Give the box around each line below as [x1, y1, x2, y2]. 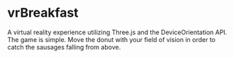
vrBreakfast [7, 5, 79, 21]
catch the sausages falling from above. [7, 43, 121, 51]
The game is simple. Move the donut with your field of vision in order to [7, 35, 216, 43]
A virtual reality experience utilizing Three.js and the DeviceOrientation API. [7, 28, 228, 36]
